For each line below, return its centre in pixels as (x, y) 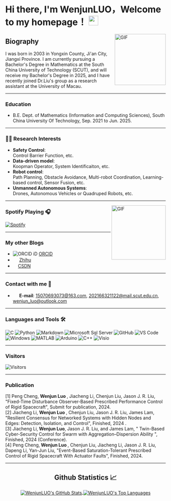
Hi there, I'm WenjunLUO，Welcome (83, 9)
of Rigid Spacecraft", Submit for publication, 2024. (58, 407)
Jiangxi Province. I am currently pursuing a (50, 59)
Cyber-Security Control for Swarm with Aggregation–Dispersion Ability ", (81, 434)
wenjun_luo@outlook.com (40, 301)
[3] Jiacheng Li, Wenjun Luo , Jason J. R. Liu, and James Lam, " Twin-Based (85, 429)
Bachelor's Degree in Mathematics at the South (55, 64)
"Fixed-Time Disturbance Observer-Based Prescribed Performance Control (84, 402)
